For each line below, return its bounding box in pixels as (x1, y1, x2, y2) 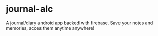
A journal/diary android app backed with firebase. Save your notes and (6, 20, 153, 26)
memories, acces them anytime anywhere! (6, 25, 95, 31)
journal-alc (6, 3, 53, 15)
